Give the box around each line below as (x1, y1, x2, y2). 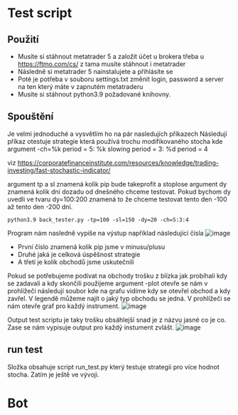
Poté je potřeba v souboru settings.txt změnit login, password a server (17, 75, 224, 83)
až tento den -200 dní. (7, 202, 73, 211)
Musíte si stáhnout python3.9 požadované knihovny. (17, 90, 171, 98)
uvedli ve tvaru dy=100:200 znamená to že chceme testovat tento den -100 (7, 194, 227, 204)
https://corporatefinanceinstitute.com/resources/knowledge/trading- (17, 158, 219, 167)
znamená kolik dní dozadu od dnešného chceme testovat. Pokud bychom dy (7, 187, 231, 196)
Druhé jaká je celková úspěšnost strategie (17, 250, 141, 258)
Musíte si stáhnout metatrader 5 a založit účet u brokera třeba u (17, 52, 205, 61)
